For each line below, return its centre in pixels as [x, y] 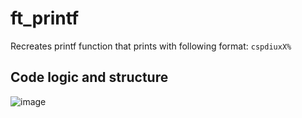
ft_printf [45, 18]
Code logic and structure [89, 77]
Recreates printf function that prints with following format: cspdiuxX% [151, 46]
